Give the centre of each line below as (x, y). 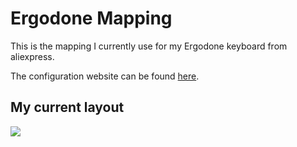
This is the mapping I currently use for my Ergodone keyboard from (149, 46)
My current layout (67, 107)
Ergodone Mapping (91, 18)
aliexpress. (32, 56)
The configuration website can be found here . (105, 76)
